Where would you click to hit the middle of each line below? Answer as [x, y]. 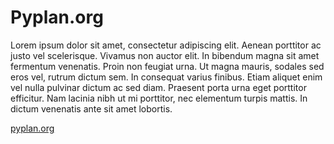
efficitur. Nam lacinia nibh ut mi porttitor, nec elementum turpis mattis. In [159, 98]
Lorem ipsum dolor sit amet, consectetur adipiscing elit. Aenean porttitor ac [166, 45]
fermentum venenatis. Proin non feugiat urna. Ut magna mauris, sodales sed [167, 66]
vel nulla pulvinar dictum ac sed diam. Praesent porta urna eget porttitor [158, 87]
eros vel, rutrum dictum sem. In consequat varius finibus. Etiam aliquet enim [166, 77]
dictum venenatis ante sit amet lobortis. [91, 108]
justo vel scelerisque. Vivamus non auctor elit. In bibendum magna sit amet [165, 55]
